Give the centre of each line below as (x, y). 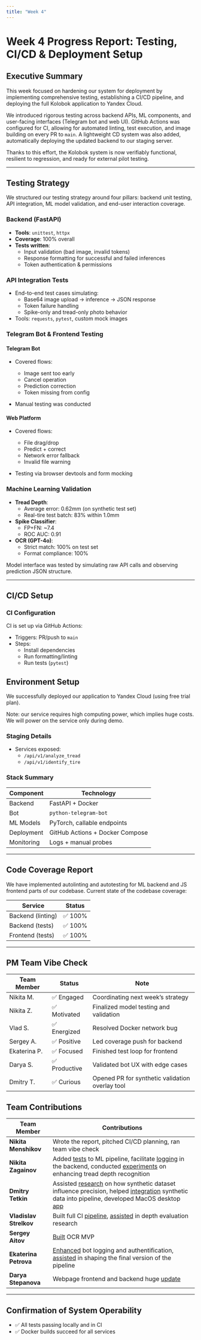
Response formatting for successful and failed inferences (95, 258)
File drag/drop (41, 443)
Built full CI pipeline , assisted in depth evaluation (121, 1216)
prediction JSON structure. (39, 571)
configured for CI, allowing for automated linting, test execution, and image (98, 128)
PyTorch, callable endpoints (88, 823)
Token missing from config (57, 392)
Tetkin (19, 1199)
